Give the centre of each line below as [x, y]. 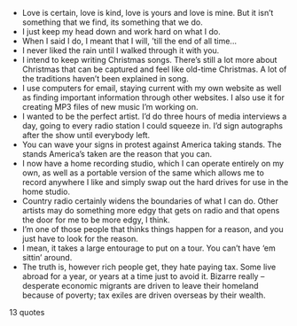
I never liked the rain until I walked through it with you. [121, 50]
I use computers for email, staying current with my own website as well [152, 88]
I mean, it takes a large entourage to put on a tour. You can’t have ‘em [149, 248]
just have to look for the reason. [80, 239]
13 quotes [27, 312]
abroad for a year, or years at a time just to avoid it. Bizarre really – [143, 276]
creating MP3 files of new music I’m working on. [110, 107]
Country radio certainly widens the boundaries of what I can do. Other [150, 201]
